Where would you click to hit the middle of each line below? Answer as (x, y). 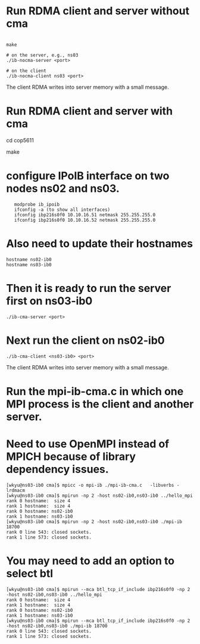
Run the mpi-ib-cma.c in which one (95, 391)
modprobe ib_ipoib (37, 204)
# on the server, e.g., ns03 (42, 55)
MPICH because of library (71, 456)
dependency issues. (57, 469)
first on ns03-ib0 (49, 301)
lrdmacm (16, 490)
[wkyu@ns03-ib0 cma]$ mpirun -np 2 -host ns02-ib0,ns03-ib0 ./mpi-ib (94, 522)
